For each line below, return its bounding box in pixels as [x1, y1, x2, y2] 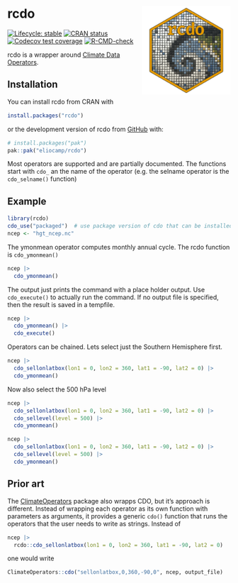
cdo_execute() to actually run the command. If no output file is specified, [7, 293, 220, 301]
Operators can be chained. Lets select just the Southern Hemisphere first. [7, 343, 223, 351]
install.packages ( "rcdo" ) [7, 112, 84, 119]
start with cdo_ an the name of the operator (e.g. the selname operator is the [7, 167, 229, 176]
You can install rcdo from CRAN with [7, 97, 114, 106]
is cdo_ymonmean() [7, 250, 59, 259]
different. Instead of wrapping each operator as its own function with [7, 504, 208, 513]
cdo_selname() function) [7, 174, 77, 183]
